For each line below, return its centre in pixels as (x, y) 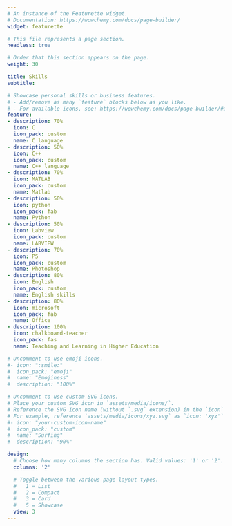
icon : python (32, 205)
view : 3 (25, 512)
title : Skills (28, 77)
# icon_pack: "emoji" (40, 372)
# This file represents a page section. (66, 39)
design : (18, 454)
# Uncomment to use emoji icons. (55, 359)
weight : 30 (23, 64)
